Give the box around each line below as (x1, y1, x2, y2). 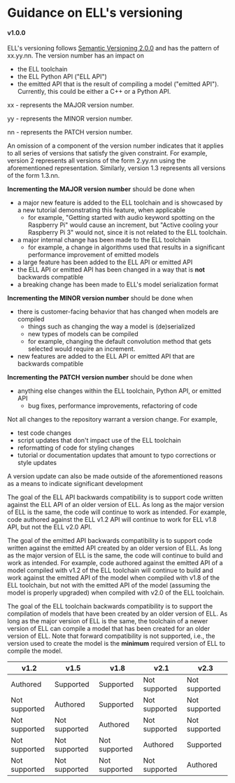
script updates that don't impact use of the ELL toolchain (17, 436, 182, 445)
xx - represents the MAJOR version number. (7, 101, 134, 109)
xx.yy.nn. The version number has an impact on (7, 51, 145, 60)
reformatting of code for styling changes (17, 443, 135, 452)
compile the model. (7, 646, 63, 656)
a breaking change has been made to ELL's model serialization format (17, 280, 219, 289)
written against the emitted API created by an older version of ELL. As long (7, 544, 222, 553)
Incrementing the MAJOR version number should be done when (7, 185, 195, 193)
